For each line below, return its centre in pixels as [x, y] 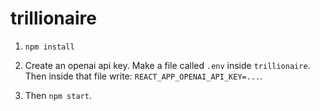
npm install [49, 47]
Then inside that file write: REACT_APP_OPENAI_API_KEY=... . [143, 76]
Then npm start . [58, 95]
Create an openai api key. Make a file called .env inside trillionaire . [167, 65]
